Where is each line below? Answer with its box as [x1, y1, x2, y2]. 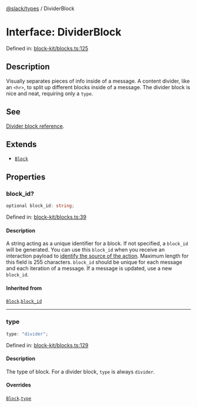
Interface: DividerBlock [6, 26, 122, 39]
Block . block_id [6, 297, 42, 304]
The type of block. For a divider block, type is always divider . [6, 368, 155, 375]
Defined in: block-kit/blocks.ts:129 [6, 341, 89, 348]
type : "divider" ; [6, 331, 49, 337]
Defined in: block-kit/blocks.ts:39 [6, 213, 87, 221]
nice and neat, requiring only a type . [6, 90, 93, 97]
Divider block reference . [6, 123, 64, 130]
